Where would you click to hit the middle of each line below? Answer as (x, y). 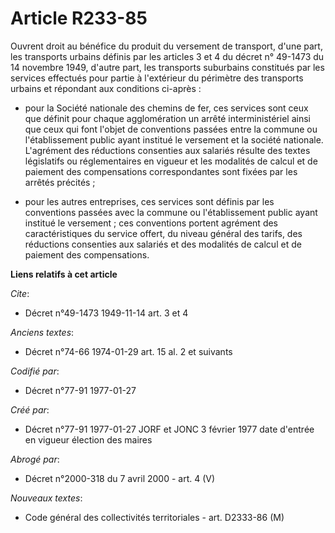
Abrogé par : (35, 459)
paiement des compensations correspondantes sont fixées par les (161, 171)
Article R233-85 (79, 18)
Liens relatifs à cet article (64, 274)
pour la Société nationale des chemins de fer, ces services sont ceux (166, 108)
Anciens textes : (42, 332)
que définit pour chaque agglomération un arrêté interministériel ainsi (167, 118)
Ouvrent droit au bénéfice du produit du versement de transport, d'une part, (166, 46)
